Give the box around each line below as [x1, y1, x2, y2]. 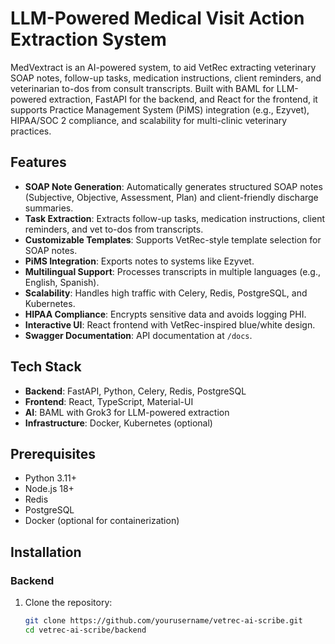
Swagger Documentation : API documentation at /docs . [24, 329, 253, 341]
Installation [10, 543, 82, 561]
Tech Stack [10, 358, 82, 376]
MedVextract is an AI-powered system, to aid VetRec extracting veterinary [10, 61, 317, 73]
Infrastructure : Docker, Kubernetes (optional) [24, 417, 213, 429]
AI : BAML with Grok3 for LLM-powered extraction [24, 406, 230, 418]
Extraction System [10, 28, 167, 51]
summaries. [24, 202, 74, 214]
